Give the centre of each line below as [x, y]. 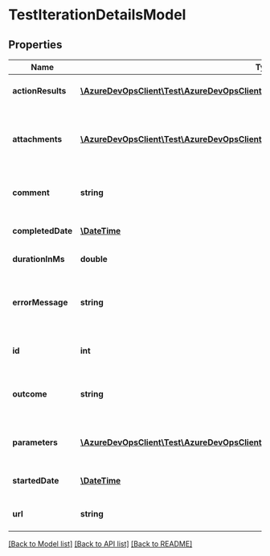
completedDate [43, 231]
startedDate [36, 481]
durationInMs [39, 259]
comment [31, 193]
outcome [30, 394]
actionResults [39, 91]
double [94, 259]
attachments [37, 139]
